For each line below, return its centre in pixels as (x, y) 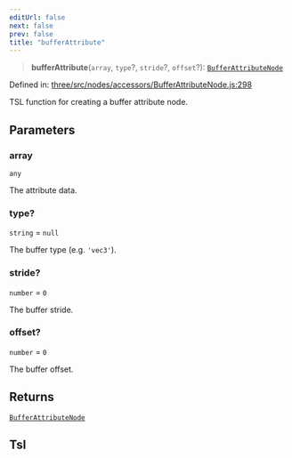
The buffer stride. (41, 309)
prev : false (31, 34)
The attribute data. (43, 190)
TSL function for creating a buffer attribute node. (99, 102)
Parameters (42, 130)
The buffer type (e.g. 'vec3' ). (63, 250)
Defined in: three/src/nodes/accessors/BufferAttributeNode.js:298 (130, 84)
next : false (31, 26)
